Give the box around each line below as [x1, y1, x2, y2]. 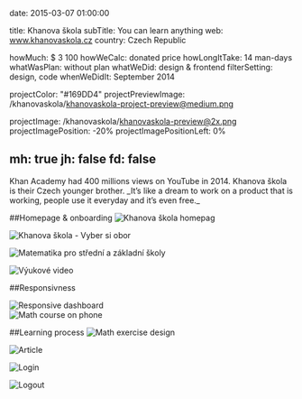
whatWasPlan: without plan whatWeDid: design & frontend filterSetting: [9, 62, 273, 72]
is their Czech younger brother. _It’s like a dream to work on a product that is [9, 185, 293, 196]
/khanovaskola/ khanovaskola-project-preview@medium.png [9, 98, 234, 109]
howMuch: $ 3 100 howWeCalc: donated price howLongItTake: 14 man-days [9, 52, 293, 62]
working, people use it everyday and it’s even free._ [9, 194, 200, 206]
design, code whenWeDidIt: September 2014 [9, 71, 176, 82]
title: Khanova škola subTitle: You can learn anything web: [9, 25, 224, 35]
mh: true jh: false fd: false [9, 152, 157, 167]
